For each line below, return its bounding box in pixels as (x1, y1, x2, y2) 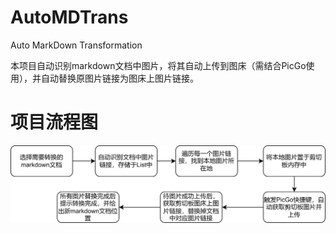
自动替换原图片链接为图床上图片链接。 (40, 72, 199, 84)
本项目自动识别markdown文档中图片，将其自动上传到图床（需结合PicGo (10, 59, 307, 71)
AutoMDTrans (10, 6, 129, 29)
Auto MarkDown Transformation (10, 39, 143, 51)
